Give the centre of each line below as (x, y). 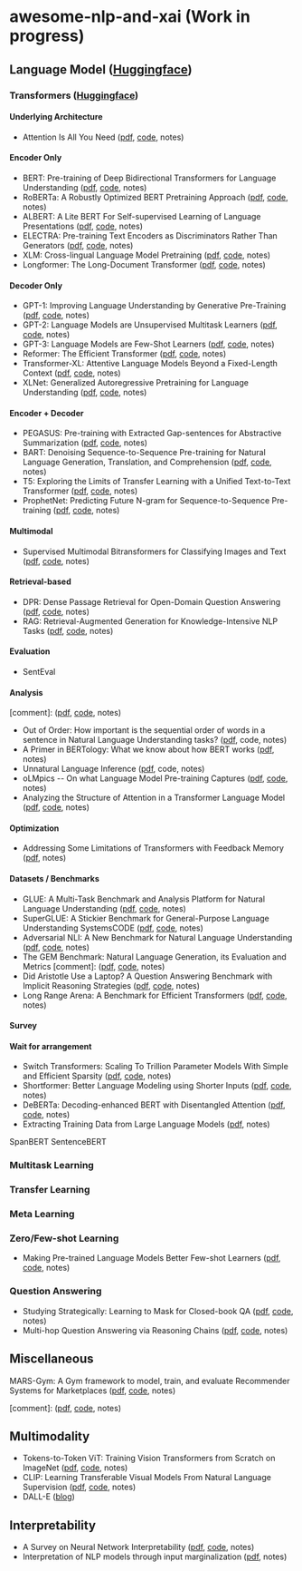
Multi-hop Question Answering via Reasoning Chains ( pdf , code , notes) (155, 1330)
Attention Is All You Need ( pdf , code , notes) (103, 137)
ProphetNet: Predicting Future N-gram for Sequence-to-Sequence (146, 501)
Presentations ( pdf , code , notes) (82, 226)
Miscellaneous (52, 1359)
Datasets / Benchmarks (54, 878)
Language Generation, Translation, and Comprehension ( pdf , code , (147, 462)
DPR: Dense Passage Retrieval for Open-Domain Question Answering (151, 601)
